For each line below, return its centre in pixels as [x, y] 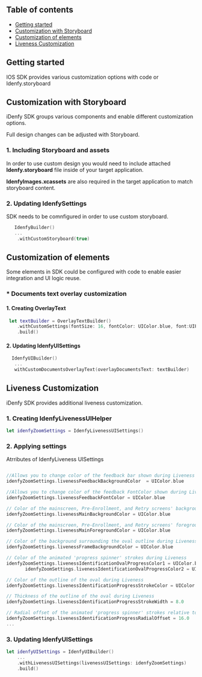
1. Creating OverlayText [36, 308]
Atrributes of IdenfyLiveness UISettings [55, 459]
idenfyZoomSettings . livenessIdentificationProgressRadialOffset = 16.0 [98, 619]
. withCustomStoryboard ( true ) [54, 239]
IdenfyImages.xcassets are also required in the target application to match [100, 181]
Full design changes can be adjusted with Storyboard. [73, 135]
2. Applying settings [37, 446]
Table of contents [40, 10]
